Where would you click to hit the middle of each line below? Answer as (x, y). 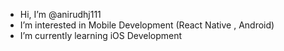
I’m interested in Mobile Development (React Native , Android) (147, 25)
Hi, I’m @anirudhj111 (60, 14)
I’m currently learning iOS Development (101, 35)
